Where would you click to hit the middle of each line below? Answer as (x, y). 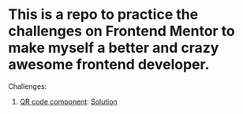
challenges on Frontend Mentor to (121, 31)
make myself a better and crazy (114, 48)
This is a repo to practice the (103, 15)
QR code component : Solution (69, 101)
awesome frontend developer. (109, 65)
